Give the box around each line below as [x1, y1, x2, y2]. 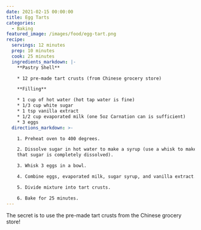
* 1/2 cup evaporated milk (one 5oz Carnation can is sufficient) [17, 113, 186, 120]
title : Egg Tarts [6, 14, 50, 20]
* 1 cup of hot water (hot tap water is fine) [17, 97, 135, 103]
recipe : [6, 37, 26, 43]
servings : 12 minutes [11, 43, 66, 49]
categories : [6, 20, 36, 26]
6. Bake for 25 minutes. [17, 195, 79, 201]
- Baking [11, 25, 33, 32]
